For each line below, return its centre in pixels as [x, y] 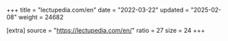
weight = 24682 [41, 17]
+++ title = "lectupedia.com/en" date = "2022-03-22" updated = [98, 10]
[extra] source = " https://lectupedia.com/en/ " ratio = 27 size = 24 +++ [106, 30]
